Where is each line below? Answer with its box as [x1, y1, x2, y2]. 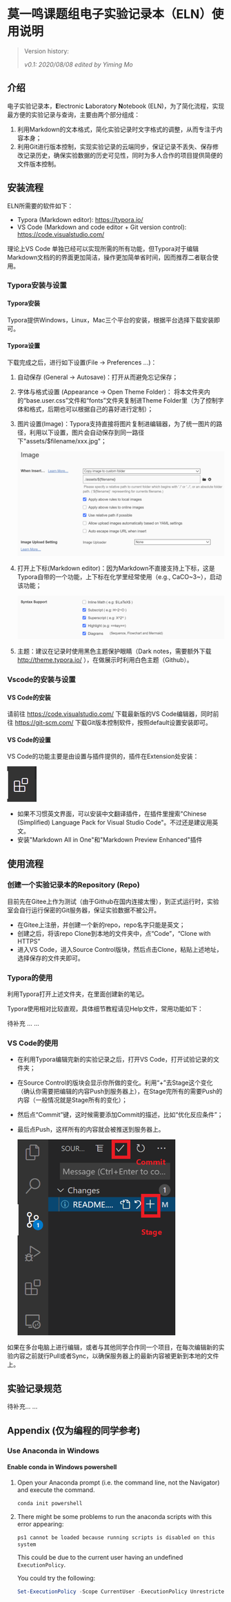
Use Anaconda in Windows [7, 1446, 100, 1455]
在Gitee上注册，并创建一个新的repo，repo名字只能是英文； [17, 921, 185, 929]
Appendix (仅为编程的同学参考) [7, 1424, 141, 1436]
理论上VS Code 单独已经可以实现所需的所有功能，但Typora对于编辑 [7, 244, 199, 252]
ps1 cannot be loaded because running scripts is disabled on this [17, 1534, 215, 1541]
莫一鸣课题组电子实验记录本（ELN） [7, 6, 212, 22]
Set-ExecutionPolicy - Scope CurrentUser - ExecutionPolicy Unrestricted [17, 1588, 228, 1595]
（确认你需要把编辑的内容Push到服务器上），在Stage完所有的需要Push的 [17, 1087, 223, 1096]
